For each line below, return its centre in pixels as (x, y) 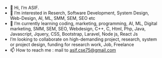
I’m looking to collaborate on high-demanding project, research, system (83, 39)
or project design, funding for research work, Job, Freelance (72, 44)
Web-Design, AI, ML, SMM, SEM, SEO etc (53, 18)
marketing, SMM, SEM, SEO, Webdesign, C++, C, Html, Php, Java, (78, 29)
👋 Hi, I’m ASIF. (24, 8)
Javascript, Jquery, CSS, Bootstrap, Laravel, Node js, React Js (74, 34)
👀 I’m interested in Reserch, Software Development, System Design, (80, 13)
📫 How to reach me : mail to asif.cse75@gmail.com (63, 50)
